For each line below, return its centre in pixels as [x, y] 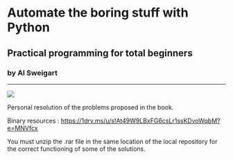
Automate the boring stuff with [98, 13]
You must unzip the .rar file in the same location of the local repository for [112, 141]
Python [28, 27]
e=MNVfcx [23, 128]
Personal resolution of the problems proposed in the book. [90, 107]
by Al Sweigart [32, 73]
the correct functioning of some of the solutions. [76, 149]
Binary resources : [33, 121]
